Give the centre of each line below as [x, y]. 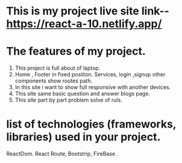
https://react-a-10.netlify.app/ [84, 24]
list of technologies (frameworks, [91, 124]
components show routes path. [54, 81]
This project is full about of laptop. [58, 68]
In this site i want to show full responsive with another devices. [93, 87]
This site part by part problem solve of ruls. [68, 100]
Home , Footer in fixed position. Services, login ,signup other [90, 75]
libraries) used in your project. [83, 137]
